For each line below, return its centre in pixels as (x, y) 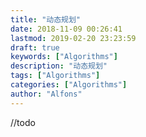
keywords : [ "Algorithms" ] (64, 57)
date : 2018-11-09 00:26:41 (66, 29)
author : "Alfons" (46, 94)
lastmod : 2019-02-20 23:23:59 (73, 38)
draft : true (35, 47)
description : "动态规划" (59, 66)
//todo (23, 122)
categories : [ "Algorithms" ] (69, 85)
